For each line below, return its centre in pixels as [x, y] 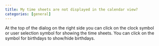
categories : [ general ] [28, 14]
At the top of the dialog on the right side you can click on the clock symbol [79, 28]
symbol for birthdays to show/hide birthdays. [50, 38]
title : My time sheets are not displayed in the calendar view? [71, 9]
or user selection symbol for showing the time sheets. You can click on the [80, 33]
